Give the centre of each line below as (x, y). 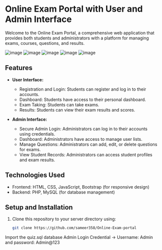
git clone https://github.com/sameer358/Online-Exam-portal (74, 228)
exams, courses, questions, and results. (45, 43)
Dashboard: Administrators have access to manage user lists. (81, 139)
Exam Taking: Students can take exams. (59, 105)
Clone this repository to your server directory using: (64, 219)
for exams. (30, 149)
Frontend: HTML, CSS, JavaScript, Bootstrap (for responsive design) (81, 187)
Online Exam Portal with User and (74, 9)
